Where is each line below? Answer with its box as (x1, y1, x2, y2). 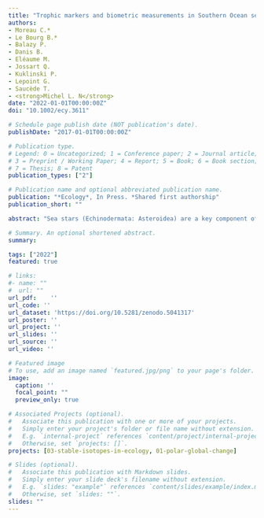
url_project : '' (8, 324, 61, 331)
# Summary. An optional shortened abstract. (8, 229, 156, 237)
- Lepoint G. (8, 77, 51, 85)
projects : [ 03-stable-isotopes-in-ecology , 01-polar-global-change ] (8, 446, 237, 455)
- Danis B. (8, 48, 44, 56)
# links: (8, 272, 37, 280)
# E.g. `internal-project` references (8, 432, 143, 440)
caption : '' (15, 381, 55, 390)
